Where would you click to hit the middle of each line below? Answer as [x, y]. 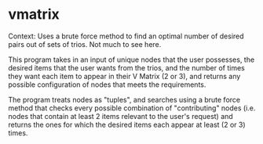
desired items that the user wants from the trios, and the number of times [126, 67]
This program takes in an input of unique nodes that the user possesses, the [131, 59]
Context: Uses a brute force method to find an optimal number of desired [126, 36]
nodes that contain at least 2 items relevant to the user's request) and [121, 116]
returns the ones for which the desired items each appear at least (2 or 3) [127, 124]
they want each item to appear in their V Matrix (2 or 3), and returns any [124, 76]
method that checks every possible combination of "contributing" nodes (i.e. [132, 108]
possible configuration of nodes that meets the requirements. [107, 85]
